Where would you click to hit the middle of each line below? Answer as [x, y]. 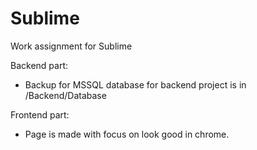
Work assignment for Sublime [71, 46]
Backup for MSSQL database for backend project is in [135, 84]
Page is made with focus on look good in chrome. [127, 134]
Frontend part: [40, 114]
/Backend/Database [65, 95]
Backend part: [39, 65]
